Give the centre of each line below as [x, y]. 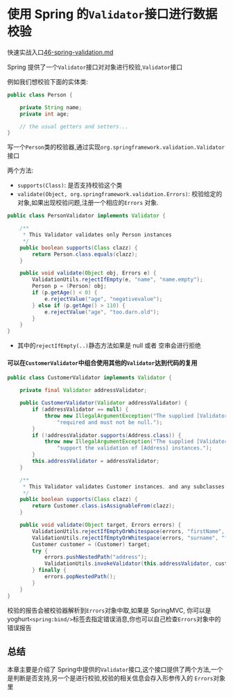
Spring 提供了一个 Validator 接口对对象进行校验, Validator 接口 [95, 67]
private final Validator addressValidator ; [84, 391]
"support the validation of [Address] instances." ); [135, 448]
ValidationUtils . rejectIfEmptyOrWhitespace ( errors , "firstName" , [129, 531]
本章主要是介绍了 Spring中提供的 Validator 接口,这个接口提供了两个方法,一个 [115, 670]
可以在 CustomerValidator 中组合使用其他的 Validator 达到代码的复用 [102, 363]
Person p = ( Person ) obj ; [70, 286]
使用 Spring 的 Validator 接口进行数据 [112, 14]
